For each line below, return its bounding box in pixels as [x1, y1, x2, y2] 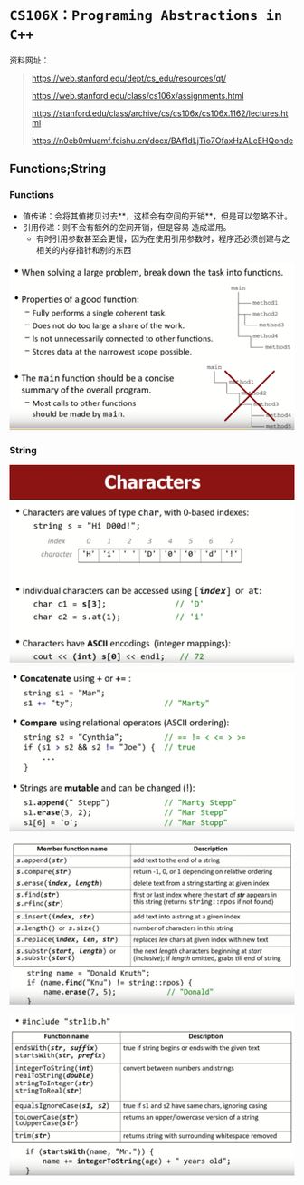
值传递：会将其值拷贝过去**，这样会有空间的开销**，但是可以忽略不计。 [22, 210, 292, 221]
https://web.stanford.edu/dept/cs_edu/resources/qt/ [31, 73, 227, 83]
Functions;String [9, 161, 107, 177]
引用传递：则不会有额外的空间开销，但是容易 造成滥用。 [22, 221, 232, 232]
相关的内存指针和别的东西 [35, 244, 132, 255]
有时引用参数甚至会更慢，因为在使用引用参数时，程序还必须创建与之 [35, 233, 290, 244]
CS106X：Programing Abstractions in [9, 7, 283, 24]
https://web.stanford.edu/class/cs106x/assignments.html [31, 90, 244, 101]
